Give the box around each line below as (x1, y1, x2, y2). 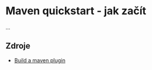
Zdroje (5, 41, 31, 51)
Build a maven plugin (14, 56, 66, 63)
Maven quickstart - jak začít (5, 4, 147, 18)
